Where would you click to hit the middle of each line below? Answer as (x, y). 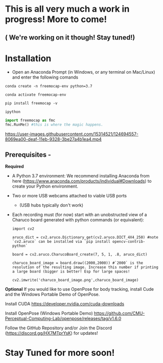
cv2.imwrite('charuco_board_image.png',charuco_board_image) (75, 280)
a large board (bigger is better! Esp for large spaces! (71, 272)
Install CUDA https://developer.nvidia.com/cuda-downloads (65, 304)
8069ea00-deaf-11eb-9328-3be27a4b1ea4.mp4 (54, 139)
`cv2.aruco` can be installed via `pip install (61, 242)
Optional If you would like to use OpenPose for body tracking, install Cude (80, 289)
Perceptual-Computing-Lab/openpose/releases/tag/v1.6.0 (63, 319)
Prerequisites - (28, 155)
